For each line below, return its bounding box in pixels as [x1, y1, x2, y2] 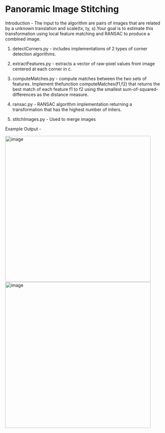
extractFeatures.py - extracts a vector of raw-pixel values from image [12, 60, 155, 66]
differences [12, 91, 36, 97]
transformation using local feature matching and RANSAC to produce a [5, 30, 150, 36]
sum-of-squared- [122, 86, 159, 92]
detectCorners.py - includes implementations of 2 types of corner [12, 45, 148, 51]
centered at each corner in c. [12, 66, 72, 72]
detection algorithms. [12, 51, 56, 57]
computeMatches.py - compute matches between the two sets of [12, 75, 147, 81]
